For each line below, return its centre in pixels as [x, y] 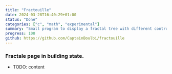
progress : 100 [20, 33]
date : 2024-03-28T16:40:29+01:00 [41, 15]
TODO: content [29, 67]
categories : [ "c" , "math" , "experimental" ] [52, 24]
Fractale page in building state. [45, 56]
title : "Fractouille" [28, 10]
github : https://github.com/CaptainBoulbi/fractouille [65, 39]
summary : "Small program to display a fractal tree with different [79, 29]
